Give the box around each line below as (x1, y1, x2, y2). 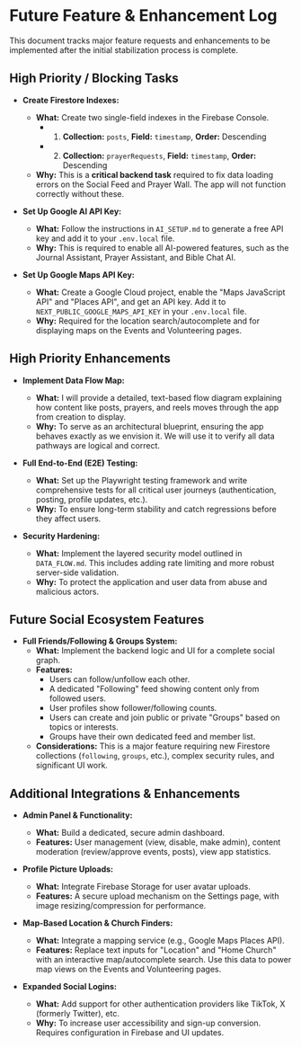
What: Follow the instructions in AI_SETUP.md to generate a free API (35, 223, 284, 234)
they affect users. (35, 513, 102, 524)
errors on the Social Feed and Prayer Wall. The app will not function (35, 179, 286, 190)
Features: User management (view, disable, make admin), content (35, 837, 281, 847)
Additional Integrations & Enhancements (9, 785, 241, 801)
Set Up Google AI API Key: (22, 206, 122, 217)
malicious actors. (35, 586, 100, 597)
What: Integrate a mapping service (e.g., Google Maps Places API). (35, 936, 285, 946)
